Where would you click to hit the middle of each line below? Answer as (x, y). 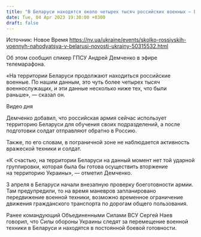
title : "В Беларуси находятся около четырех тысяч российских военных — (99, 12)
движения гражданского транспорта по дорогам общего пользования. (97, 203)
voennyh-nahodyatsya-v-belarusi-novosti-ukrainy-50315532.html (87, 46)
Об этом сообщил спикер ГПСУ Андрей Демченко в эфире (82, 58)
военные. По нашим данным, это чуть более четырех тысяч (83, 82)
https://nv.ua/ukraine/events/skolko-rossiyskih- (128, 40)
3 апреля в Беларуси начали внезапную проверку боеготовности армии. (100, 185)
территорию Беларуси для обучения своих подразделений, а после (93, 124)
